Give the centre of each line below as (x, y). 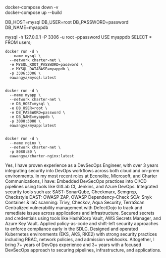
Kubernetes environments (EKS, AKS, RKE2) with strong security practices (81, 234)
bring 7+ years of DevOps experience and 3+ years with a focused (73, 245)
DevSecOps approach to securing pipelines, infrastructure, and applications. (83, 250)
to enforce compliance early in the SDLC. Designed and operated (72, 229)
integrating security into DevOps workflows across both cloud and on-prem (82, 171)
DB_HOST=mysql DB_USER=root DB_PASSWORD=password (67, 22)
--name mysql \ (25, 56)
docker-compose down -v (32, 7)
